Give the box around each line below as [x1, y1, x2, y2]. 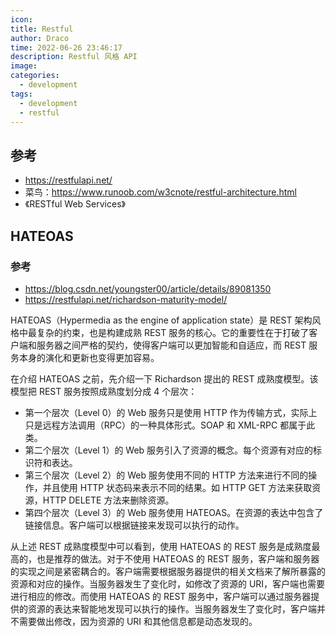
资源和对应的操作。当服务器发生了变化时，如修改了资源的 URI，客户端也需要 [10, 577, 326, 590]
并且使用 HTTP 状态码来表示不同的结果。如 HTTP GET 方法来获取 [42, 481, 313, 493]
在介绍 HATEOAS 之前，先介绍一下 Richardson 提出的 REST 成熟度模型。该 [10, 372, 319, 385]
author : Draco [10, 33, 70, 43]
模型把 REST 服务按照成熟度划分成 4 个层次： [10, 385, 198, 397]
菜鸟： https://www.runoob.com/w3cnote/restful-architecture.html [24, 186, 297, 198]
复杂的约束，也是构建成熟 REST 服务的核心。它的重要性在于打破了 [36, 326, 310, 338]
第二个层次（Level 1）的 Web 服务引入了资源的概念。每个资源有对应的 [24, 444, 314, 456]
